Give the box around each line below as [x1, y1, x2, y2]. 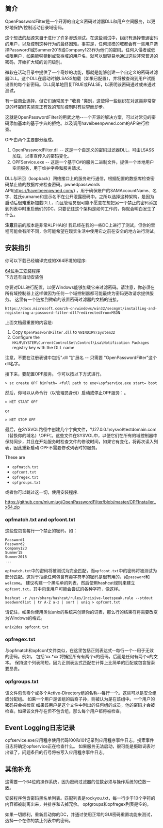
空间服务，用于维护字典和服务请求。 [12, 165, 85, 171]
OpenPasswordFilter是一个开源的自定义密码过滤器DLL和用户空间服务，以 [5, 18, 151, 24]
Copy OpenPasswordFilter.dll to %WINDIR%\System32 [12, 329, 115, 335]
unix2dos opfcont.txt [5, 625, 49, 630]
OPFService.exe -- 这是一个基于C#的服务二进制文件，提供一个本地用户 [12, 159, 154, 165]
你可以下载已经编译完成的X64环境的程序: [5, 258, 87, 263]
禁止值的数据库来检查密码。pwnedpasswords [9, 181, 100, 187]
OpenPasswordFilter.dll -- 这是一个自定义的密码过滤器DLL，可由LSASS [12, 147, 154, 153]
